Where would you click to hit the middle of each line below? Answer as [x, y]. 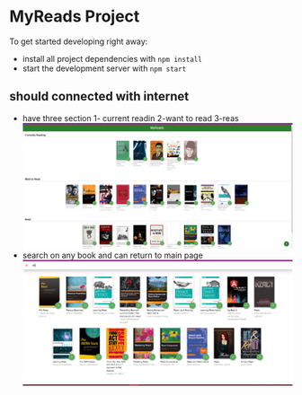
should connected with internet [99, 97]
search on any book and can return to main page [113, 255]
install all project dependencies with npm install [112, 58]
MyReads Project [75, 17]
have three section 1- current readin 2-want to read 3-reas [131, 118]
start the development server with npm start [104, 68]
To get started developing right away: [79, 41]
